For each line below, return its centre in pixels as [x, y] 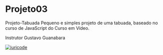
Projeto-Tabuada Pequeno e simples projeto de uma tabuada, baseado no [82, 23]
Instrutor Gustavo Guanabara [35, 38]
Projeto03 [26, 9]
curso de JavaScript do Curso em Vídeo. [47, 28]
